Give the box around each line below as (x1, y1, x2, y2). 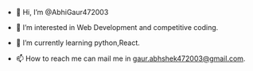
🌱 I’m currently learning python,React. (15, 38, 141, 47)
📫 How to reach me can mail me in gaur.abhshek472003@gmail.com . (15, 54, 246, 63)
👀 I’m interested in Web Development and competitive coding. (15, 23, 219, 32)
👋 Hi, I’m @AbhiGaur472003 (15, 8, 109, 17)
